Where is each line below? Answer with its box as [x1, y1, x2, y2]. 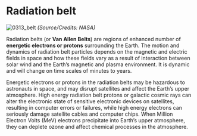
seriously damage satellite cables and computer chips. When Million [6, 110, 173, 118]
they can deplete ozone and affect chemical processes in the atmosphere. [6, 123, 189, 130]
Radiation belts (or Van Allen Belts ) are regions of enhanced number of [6, 35, 182, 42]
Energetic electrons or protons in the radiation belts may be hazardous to [6, 79, 186, 86]
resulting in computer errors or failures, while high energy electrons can [6, 104, 183, 111]
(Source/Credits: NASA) [37, 24, 96, 31]
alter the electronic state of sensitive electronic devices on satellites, [6, 97, 174, 105]
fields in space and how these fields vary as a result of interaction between [6, 54, 190, 61]
